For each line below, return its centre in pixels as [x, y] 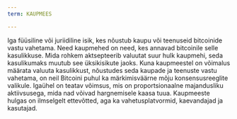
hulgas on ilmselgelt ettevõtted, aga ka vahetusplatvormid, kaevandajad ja [115, 101]
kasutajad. [22, 108]
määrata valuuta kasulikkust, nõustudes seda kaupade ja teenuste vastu [112, 70]
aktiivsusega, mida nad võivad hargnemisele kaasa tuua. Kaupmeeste [109, 93]
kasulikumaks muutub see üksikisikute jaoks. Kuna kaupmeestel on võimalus [119, 63]
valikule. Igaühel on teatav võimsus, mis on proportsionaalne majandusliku [116, 85]
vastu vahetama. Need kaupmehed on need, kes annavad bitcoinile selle [113, 47]
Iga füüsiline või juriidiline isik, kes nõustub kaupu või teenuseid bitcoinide [115, 40]
